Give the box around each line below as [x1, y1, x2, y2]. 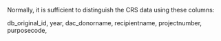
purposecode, [7, 27, 48, 34]
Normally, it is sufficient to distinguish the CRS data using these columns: [7, 6, 215, 14]
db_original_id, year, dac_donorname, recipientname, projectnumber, [7, 19, 202, 27]
